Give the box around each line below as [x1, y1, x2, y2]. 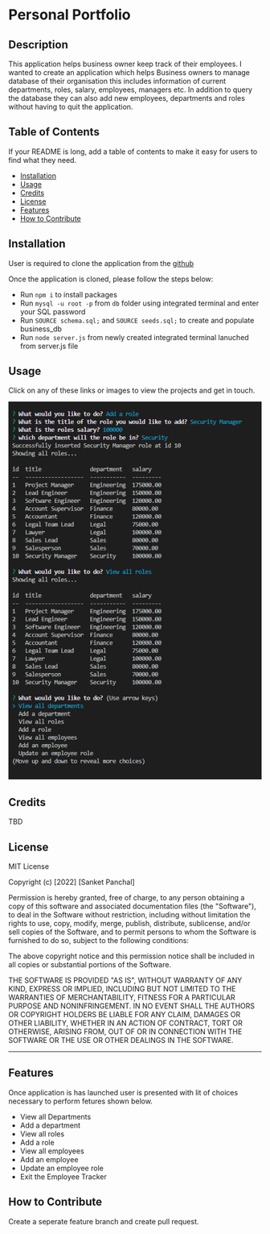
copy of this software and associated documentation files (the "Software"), [8, 901, 257, 912]
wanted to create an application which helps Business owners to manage [8, 68, 251, 77]
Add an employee [19, 1154, 79, 1164]
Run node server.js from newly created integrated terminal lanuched [19, 332, 249, 342]
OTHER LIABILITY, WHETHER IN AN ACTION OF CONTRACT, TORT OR [8, 1018, 243, 1028]
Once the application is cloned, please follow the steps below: [8, 274, 214, 284]
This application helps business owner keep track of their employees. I [8, 59, 243, 69]
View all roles [19, 1128, 65, 1138]
